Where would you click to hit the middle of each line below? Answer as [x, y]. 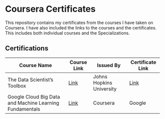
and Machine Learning [33, 103]
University [105, 89]
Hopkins [103, 83]
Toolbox [17, 86]
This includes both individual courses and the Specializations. [68, 33]
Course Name [36, 65]
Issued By [109, 65]
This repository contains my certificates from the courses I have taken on [79, 23]
